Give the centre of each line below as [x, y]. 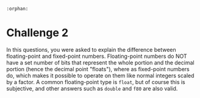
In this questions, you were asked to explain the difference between [91, 49]
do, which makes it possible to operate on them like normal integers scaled [100, 75]
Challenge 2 [37, 33]
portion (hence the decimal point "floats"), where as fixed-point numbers [98, 69]
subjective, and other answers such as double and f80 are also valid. [92, 88]
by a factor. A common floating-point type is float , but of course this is [96, 82]
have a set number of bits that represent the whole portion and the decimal [100, 62]
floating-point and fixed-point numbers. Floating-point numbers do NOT [97, 56]
